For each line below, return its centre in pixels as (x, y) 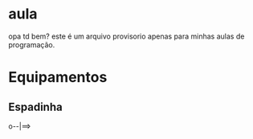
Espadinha (35, 106)
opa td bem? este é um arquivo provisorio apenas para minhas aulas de (126, 36)
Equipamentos (58, 78)
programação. (32, 44)
